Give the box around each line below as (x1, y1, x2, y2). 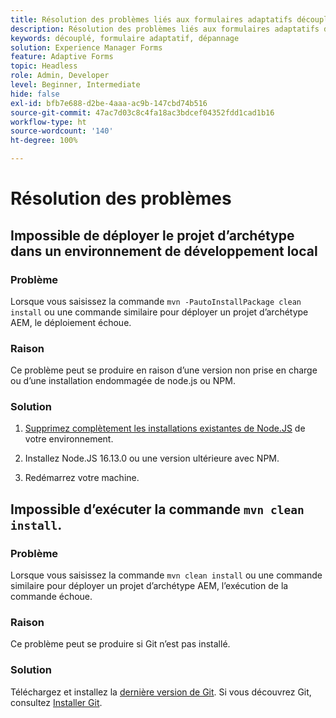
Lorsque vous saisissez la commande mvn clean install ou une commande (10, 569, 323, 581)
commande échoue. (10, 591, 93, 603)
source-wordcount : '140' (10, 126, 114, 136)
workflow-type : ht (10, 117, 87, 127)
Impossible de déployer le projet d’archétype (10, 227, 295, 244)
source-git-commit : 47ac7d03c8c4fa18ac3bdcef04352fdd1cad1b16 (10, 107, 275, 118)
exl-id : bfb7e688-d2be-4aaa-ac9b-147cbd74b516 (10, 98, 208, 108)
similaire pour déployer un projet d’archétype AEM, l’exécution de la (10, 580, 289, 592)
